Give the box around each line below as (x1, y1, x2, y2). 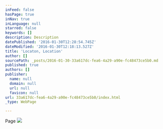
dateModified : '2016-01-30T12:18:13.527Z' (5, 44, 94, 49)
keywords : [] (5, 30, 32, 35)
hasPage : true (5, 12, 35, 17)
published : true (5, 63, 39, 67)
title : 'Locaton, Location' (5, 49, 63, 54)
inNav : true (5, 16, 30, 21)
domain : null (9, 81, 37, 86)
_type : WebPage (5, 100, 37, 105)
